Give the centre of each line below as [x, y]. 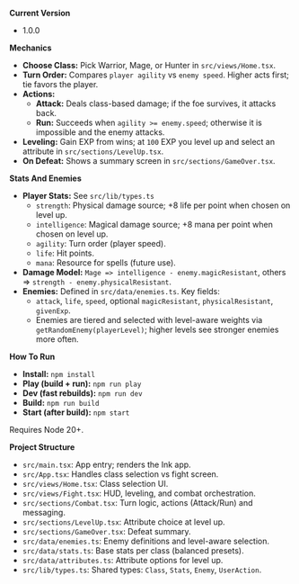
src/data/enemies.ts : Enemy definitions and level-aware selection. [146, 541]
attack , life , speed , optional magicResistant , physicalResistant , [154, 301]
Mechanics [31, 48]
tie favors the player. [60, 84]
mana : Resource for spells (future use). [106, 263]
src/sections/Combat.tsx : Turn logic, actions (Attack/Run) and [137, 503]
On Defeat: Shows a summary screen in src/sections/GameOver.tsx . [149, 161]
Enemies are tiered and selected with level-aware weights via [149, 320]
